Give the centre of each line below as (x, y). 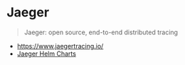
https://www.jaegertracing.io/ (60, 46)
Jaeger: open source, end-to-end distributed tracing (101, 32)
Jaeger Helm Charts (46, 54)
